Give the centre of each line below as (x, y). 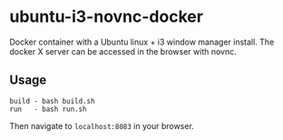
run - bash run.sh (49, 109)
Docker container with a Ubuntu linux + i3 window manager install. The (142, 42)
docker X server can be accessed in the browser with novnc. (123, 51)
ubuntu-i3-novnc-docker (107, 17)
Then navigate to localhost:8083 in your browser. (102, 125)
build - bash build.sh (52, 101)
